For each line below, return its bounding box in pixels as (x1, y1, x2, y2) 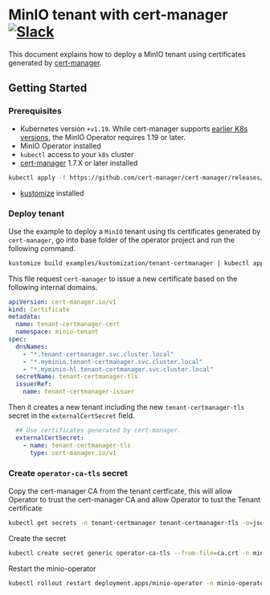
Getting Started (8, 81, 88, 95)
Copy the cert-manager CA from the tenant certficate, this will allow (8, 486, 233, 496)
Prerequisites (8, 105, 62, 117)
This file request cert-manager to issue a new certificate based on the (8, 274, 238, 283)
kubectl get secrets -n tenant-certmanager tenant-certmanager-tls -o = (8, 519, 253, 527)
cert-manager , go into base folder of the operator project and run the (8, 235, 235, 245)
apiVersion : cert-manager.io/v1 (8, 298, 117, 306)
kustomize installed (19, 188, 84, 198)
